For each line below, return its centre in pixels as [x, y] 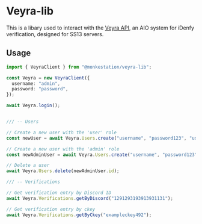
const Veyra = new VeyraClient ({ [48, 78]
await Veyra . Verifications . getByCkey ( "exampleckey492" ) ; [79, 215]
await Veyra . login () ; [33, 106]
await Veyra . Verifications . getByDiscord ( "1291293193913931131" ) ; [90, 198]
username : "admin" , [36, 83]
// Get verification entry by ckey [51, 209]
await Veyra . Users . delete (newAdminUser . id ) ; [63, 171]
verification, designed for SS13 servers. [55, 34]
